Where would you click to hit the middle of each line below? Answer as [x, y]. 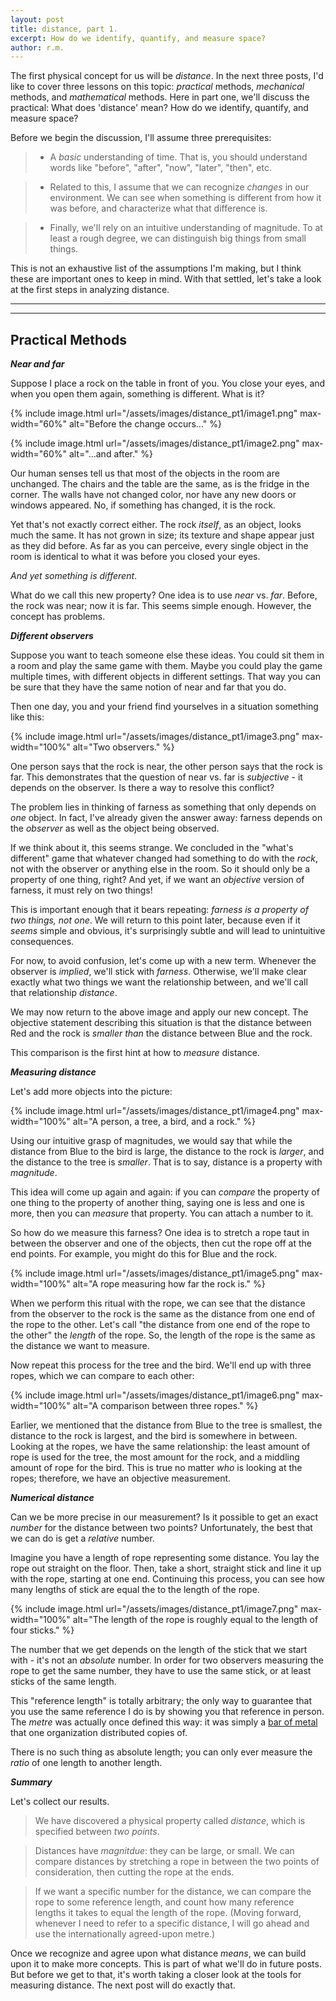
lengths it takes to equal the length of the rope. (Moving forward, [168, 1913]
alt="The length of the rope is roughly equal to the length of [195, 1620]
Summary [31, 1782]
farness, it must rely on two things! [81, 890]
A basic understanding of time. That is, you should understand [178, 157]
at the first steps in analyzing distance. [90, 290]
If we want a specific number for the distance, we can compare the [173, 1892]
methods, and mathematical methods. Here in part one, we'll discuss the [160, 97]
